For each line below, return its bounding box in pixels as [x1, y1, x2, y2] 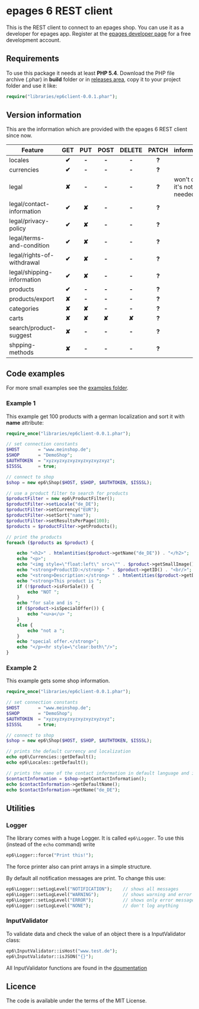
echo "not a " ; [27, 628, 65, 634]
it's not [174, 183, 194, 191]
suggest [9, 331, 32, 340]
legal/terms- [9, 234, 45, 242]
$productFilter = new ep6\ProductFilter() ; [6, 496, 115, 502]
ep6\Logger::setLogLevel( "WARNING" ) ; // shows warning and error [6, 891, 192, 897]
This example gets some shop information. [6, 677, 111, 684]
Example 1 [6, 399, 36, 407]
